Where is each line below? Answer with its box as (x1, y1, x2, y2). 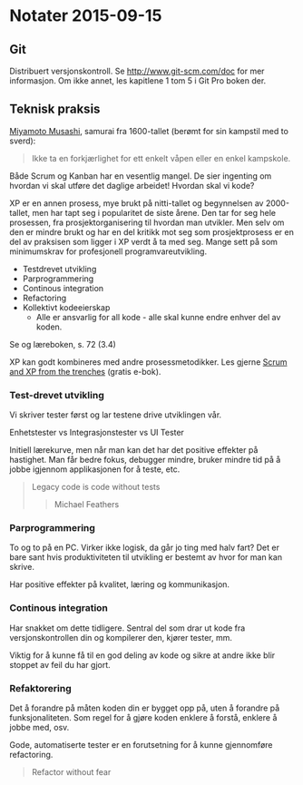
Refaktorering (9, 682, 73, 694)
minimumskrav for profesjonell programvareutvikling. (9, 246, 207, 257)
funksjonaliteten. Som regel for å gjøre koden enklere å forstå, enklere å (9, 712, 278, 722)
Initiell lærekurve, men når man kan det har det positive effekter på (9, 445, 259, 456)
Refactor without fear (31, 767, 112, 777)
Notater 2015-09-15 (9, 5, 162, 26)
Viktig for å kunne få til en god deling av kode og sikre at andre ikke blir (9, 650, 276, 661)
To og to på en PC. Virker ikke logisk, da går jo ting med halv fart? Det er (9, 542, 279, 554)
